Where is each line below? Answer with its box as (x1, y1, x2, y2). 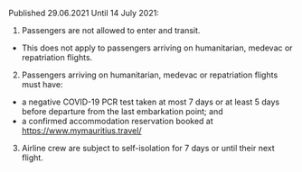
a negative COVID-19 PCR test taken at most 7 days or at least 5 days (21, 96, 280, 107)
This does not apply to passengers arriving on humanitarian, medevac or (21, 42, 293, 53)
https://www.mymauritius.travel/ (21, 125, 142, 136)
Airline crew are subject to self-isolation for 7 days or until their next (21, 143, 275, 153)
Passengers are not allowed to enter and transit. (21, 25, 201, 35)
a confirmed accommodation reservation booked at (21, 116, 213, 126)
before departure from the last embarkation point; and (21, 106, 223, 116)
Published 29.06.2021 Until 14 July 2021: (8, 8, 159, 18)
